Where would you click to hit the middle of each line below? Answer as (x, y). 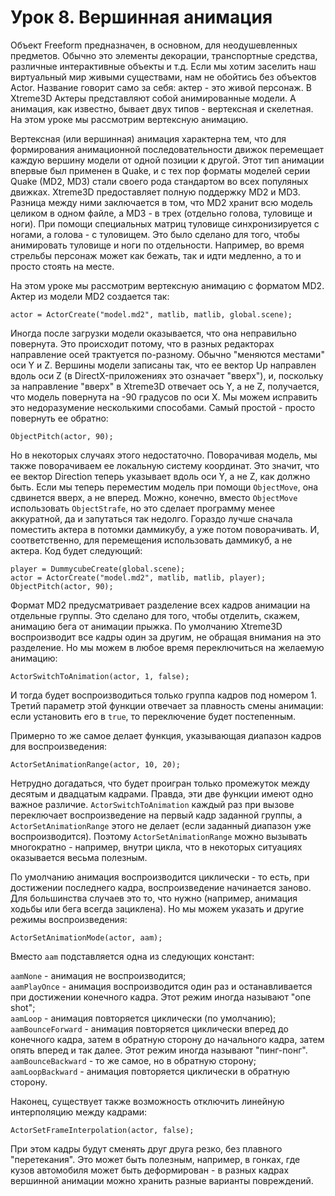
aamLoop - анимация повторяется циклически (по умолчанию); (143, 1018)
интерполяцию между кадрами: (79, 1112)
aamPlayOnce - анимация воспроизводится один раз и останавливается (161, 986)
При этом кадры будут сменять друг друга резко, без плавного (146, 1148)
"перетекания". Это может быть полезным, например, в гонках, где (155, 1159)
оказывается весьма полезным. (79, 857)
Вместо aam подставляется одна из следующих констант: (132, 956)
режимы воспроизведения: (69, 919)
